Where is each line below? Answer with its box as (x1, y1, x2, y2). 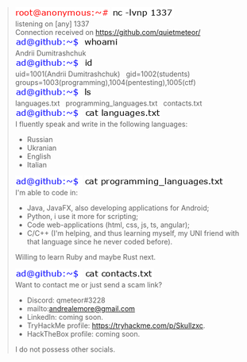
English (26, 152, 52, 161)
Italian (26, 160, 47, 169)
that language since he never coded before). (26, 237, 173, 246)
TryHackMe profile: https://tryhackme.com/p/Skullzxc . (26, 321, 206, 330)
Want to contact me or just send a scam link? (14, 280, 163, 289)
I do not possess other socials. (14, 345, 116, 354)
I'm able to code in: (14, 188, 79, 197)
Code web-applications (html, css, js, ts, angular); (26, 220, 190, 229)
